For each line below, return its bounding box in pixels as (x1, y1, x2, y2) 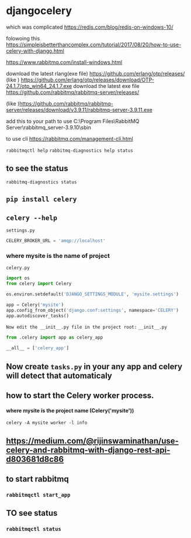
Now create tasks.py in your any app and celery (6, 362, 183, 372)
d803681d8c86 (6, 454, 64, 464)
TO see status (6, 508, 58, 518)
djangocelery (6, 4, 72, 18)
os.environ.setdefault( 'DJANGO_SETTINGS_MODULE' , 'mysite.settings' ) (6, 291, 179, 297)
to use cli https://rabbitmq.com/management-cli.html (6, 135, 133, 142)
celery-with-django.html (6, 47, 64, 54)
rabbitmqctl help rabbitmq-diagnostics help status (6, 148, 133, 154)
